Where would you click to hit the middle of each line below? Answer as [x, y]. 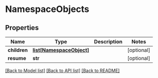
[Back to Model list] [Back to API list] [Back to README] [62, 70]
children [18, 50]
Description [108, 42]
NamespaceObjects [47, 9]
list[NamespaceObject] [61, 50]
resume [17, 58]
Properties [22, 28]
